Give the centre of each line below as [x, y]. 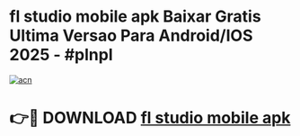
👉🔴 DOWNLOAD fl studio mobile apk [150, 118]
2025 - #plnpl [62, 55]
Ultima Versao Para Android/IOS [131, 36]
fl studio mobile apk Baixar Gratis [136, 17]
